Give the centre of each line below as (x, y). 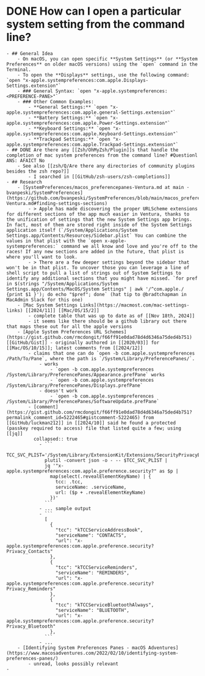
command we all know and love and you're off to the (129, 246)
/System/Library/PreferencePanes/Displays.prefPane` (75, 385)
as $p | (169, 471)
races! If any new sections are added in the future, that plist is (95, 251)
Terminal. (19, 69)
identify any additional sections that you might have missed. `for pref (102, 278)
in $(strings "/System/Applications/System (63, 284)
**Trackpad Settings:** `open (72, 139)
